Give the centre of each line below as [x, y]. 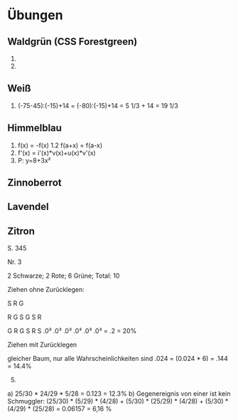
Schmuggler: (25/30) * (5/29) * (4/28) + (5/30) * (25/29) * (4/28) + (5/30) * [118, 401]
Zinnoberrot [34, 183]
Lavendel [28, 207]
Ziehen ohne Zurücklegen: [46, 290]
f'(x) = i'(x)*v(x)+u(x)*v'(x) [56, 152]
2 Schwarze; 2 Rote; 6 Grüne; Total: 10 [64, 276]
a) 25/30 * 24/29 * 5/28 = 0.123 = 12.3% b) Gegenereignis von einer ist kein [119, 394]
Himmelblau [35, 128]
